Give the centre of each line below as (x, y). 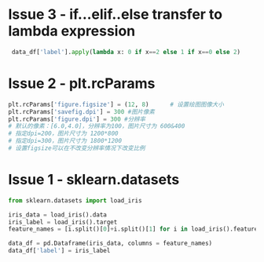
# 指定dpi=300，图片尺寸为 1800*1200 (65, 141)
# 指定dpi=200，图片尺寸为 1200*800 (63, 134)
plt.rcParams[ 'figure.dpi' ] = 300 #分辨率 (77, 119)
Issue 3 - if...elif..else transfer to (115, 15)
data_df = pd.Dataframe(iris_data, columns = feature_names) (110, 244)
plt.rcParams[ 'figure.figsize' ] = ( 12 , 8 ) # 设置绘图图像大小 (116, 104)
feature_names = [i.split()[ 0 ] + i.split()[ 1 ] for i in (98, 229)
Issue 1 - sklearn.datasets (94, 180)
